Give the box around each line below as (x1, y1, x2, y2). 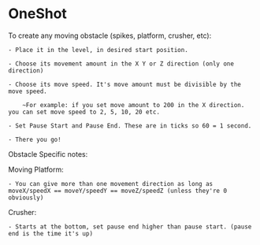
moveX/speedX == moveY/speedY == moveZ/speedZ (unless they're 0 (8, 187, 227, 195)
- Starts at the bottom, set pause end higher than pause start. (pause (8, 222, 252, 231)
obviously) (8, 194, 44, 202)
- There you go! (8, 135, 61, 143)
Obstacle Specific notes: (8, 149, 88, 158)
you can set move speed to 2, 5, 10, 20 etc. (8, 108, 160, 116)
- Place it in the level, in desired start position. (8, 46, 189, 54)
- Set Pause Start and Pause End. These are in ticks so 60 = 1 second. (8, 121, 252, 130)
